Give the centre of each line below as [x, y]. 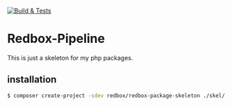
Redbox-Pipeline [56, 39]
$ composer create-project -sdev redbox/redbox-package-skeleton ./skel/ [116, 96]
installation [32, 80]
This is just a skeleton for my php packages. [70, 58]
